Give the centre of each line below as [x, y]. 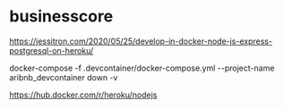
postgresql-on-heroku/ [52, 50]
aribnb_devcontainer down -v [64, 77]
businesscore [61, 17]
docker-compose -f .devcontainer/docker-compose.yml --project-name [142, 68]
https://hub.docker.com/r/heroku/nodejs [83, 95]
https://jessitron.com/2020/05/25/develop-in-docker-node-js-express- [141, 41]
